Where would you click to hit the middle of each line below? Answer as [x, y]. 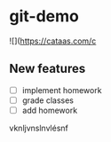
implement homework [62, 90]
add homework [50, 110]
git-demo [44, 16]
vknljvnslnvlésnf [39, 128]
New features [48, 69]
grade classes [48, 100]
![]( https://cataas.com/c [53, 41]
